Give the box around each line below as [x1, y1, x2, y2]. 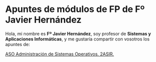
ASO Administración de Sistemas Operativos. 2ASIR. [5, 51, 115, 57]
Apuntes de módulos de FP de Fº [5, 3, 145, 15]
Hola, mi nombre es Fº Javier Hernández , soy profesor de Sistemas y [5, 30, 151, 36]
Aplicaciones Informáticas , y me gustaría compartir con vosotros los [5, 36, 150, 42]
